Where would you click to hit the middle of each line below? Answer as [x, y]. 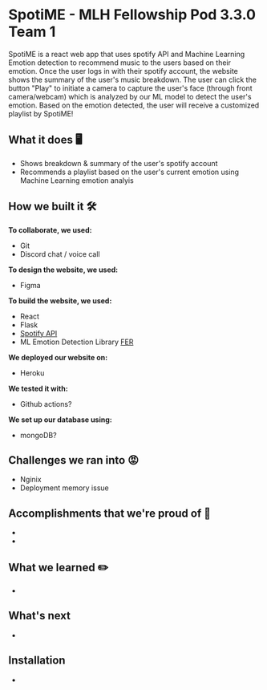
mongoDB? [38, 435]
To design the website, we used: [63, 270]
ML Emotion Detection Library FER [77, 342]
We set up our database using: [60, 420]
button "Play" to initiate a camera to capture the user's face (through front [130, 88]
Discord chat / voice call [60, 254]
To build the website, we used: [60, 300]
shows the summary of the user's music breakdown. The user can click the [132, 79]
